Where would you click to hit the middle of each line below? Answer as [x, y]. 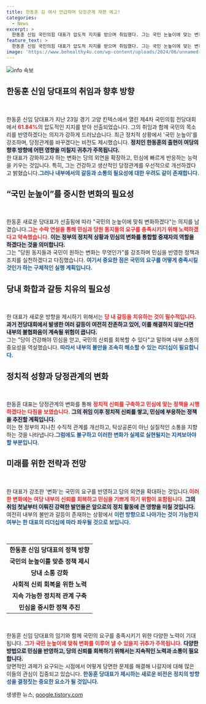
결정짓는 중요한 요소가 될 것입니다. [58, 681]
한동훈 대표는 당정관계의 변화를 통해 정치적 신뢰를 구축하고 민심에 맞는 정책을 [97, 404]
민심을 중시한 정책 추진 [50, 607]
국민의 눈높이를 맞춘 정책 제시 [50, 561]
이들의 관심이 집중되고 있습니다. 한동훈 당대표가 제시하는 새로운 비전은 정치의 [97, 674]
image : [15, 52]
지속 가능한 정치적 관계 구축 [49, 595]
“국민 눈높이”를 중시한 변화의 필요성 [70, 194]
